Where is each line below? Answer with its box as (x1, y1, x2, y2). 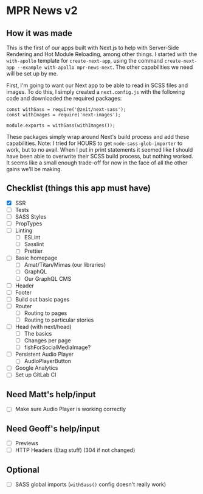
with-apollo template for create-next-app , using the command (6, 57, 163, 64)
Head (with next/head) (15, 323, 72, 330)
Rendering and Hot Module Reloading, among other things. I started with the (6, 51, 198, 58)
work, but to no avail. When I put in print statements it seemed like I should (6, 146, 193, 153)
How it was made (6, 28, 73, 38)
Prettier (24, 247, 43, 255)
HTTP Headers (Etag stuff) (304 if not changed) (15, 446, 136, 454)
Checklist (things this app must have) (6, 183, 151, 194)
